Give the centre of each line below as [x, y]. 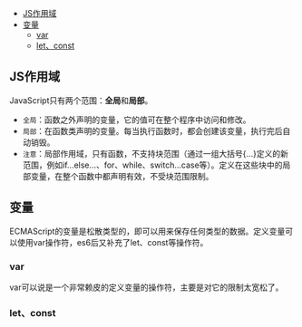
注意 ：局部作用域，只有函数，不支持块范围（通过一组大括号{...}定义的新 [155, 153]
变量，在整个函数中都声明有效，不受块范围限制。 [122, 176]
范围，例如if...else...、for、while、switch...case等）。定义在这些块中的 [152, 165]
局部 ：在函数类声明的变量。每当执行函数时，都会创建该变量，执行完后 [152, 130]
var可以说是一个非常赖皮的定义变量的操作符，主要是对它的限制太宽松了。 [146, 287]
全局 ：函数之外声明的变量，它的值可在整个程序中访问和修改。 [136, 120]
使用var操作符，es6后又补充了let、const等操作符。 [112, 242]
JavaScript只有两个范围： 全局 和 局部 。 [81, 100]
